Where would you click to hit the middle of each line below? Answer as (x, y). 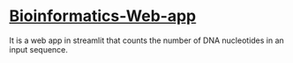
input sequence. (39, 49)
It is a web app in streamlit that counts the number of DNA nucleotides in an (146, 40)
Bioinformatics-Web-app (103, 16)
